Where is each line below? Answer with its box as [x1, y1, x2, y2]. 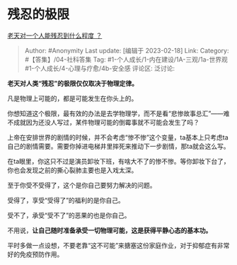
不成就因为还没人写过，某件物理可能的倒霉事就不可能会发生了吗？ [7, 118, 200, 126]
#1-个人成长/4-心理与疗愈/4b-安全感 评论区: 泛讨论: [24, 64, 175, 72]
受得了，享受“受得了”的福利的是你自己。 [7, 196, 125, 204]
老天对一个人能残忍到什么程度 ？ [7, 31, 103, 40]
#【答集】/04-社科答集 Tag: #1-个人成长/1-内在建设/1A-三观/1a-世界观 [24, 55, 228, 64]
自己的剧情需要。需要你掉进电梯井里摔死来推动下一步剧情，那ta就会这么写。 [7, 142, 230, 150]
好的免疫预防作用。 [7, 249, 64, 259]
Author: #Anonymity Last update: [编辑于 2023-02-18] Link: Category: [24, 46, 229, 55]
